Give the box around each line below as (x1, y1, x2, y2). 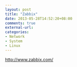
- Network (5, 34, 25, 39)
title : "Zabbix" (5, 12, 38, 17)
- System (5, 39, 23, 44)
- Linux (5, 43, 21, 48)
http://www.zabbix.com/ (5, 56, 54, 62)
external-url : (5, 25, 34, 30)
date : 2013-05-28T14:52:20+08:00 (5, 16, 73, 21)
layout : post (5, 7, 31, 12)
